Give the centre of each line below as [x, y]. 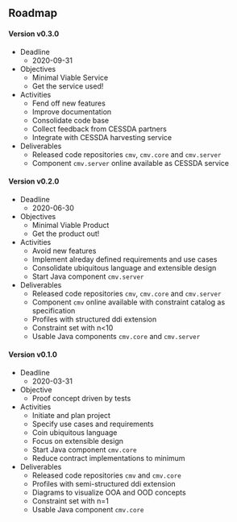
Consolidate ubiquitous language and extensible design [124, 267]
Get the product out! [66, 234]
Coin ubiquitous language [75, 433]
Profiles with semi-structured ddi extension [104, 484]
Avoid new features [64, 251]
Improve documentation [72, 111]
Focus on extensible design [77, 441]
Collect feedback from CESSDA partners [99, 129]
